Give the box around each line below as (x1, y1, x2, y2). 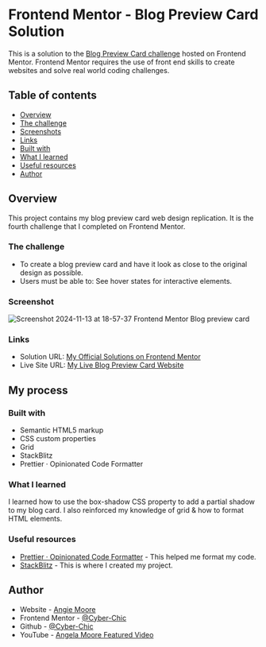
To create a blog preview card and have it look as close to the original (19, 259, 248, 269)
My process (8, 383, 68, 397)
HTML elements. (8, 514, 63, 524)
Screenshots (19, 126, 62, 136)
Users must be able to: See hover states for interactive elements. (19, 276, 233, 285)
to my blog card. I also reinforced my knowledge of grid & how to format (8, 506, 245, 515)
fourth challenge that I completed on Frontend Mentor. (8, 221, 186, 231)
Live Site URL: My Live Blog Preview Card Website (19, 360, 184, 370)
